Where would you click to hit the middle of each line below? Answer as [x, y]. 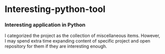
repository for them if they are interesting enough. [56, 46]
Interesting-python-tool [55, 9]
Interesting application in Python [45, 25]
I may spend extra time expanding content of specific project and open [78, 41]
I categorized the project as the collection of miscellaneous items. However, [82, 35]
